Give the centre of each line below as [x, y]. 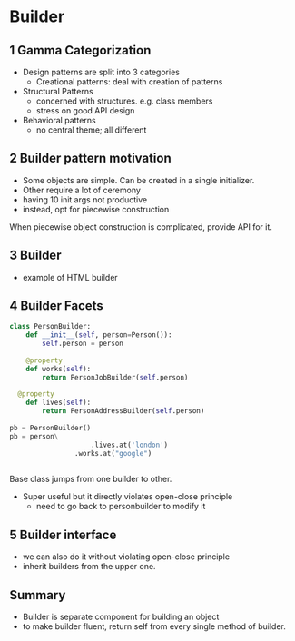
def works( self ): [59, 369]
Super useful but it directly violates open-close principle [128, 497]
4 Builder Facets [57, 306]
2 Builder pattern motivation [91, 158]
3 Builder [35, 256]
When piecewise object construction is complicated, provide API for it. [141, 227]
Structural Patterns [58, 91]
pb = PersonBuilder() [50, 428]
